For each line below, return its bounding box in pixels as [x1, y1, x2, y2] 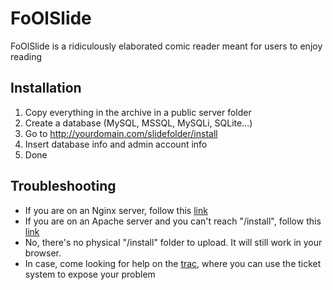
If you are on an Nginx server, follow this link [24, 204, 208, 216]
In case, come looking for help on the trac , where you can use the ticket [24, 257, 322, 269]
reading [10, 50, 43, 62]
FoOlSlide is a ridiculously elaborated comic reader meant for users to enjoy [10, 40, 323, 52]
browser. [24, 247, 62, 259]
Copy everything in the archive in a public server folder [24, 106, 252, 118]
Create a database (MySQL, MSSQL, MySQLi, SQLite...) [24, 117, 253, 129]
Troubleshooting [10, 178, 117, 195]
